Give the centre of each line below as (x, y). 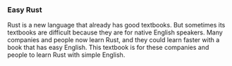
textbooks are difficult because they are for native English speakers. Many (115, 32)
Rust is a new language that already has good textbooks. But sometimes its (116, 25)
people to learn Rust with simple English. (66, 55)
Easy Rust (25, 10)
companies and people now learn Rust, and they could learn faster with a (114, 40)
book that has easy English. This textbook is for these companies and (108, 48)
